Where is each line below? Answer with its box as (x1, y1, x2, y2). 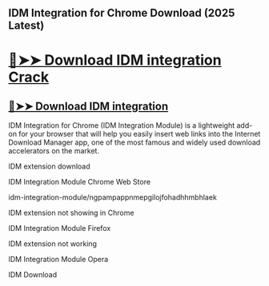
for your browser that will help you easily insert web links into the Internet (18, 129, 261, 139)
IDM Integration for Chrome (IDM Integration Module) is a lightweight (8, 121, 235, 130)
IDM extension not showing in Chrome (8, 208, 134, 218)
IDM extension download (8, 161, 90, 171)
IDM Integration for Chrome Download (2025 (8, 6, 235, 20)
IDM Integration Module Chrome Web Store (8, 177, 151, 187)
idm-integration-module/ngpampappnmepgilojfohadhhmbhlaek (8, 193, 218, 202)
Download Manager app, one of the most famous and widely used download (8, 137, 261, 147)
